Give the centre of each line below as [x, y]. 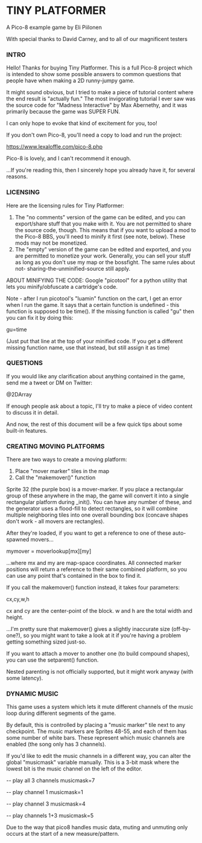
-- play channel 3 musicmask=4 [46, 804]
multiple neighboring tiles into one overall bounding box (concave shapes [97, 515]
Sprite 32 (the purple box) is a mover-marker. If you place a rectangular [95, 489]
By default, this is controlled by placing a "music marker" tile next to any [96, 725]
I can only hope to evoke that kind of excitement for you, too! [82, 123]
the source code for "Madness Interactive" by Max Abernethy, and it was [97, 105]
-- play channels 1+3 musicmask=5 [50, 816]
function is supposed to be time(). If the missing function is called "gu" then [100, 311]
